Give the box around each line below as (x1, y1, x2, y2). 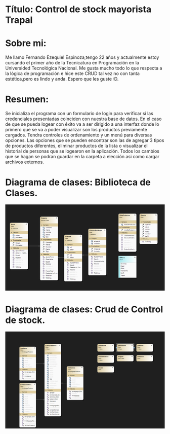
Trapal (5, 14, 33, 26)
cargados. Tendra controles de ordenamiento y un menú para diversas (5, 132, 152, 138)
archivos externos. (5, 159, 44, 165)
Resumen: (5, 94, 49, 105)
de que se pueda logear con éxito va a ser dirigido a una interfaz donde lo (5, 121, 159, 127)
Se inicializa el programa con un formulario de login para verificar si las (5, 111, 153, 117)
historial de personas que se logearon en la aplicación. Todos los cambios (5, 148, 159, 154)
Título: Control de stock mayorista (5, 4, 152, 15)
